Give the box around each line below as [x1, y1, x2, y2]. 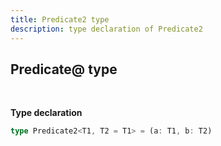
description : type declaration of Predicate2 [10, 24, 203, 34]
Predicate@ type [10, 61, 118, 78]
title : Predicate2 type [10, 14, 110, 25]
